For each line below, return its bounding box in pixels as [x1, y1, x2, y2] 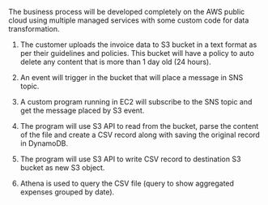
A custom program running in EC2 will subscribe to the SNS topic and [19, 97, 253, 106]
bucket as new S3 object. [19, 163, 105, 173]
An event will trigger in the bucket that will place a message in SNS [19, 73, 244, 82]
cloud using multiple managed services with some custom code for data [8, 15, 249, 25]
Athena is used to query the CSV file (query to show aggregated [19, 178, 235, 188]
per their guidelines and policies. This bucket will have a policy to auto [19, 49, 255, 58]
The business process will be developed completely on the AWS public [8, 7, 245, 16]
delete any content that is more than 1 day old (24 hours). [19, 57, 212, 66]
